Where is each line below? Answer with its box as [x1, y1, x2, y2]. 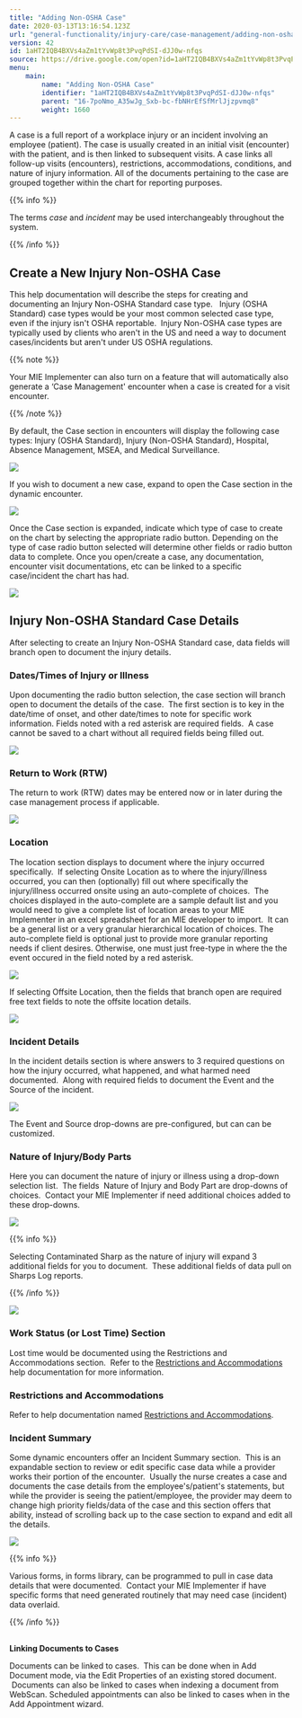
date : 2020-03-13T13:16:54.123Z [9, 22, 130, 31]
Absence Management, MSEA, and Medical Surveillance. [9, 445, 220, 456]
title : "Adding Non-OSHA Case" [9, 13, 127, 22]
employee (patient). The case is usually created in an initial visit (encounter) [9, 139, 290, 150]
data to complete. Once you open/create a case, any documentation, [9, 552, 264, 562]
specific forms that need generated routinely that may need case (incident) [9, 1590, 288, 1600]
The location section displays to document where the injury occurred [9, 856, 265, 867]
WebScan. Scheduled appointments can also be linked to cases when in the [9, 1688, 290, 1699]
